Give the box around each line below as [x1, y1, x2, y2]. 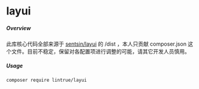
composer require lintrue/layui [6, 77, 87, 84]
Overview [6, 24, 31, 31]
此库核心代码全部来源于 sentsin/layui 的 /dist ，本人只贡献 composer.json [6, 40, 187, 48]
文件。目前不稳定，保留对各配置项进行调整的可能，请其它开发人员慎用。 [11, 48, 190, 55]
